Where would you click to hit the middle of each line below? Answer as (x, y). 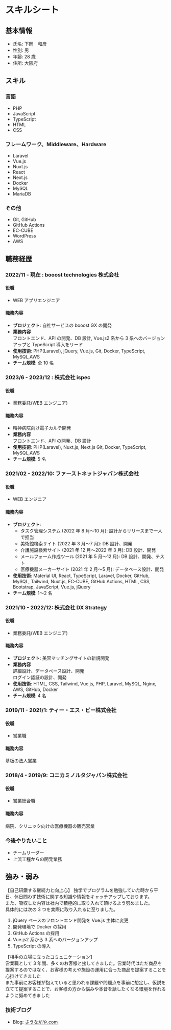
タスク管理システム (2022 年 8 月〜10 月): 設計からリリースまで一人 (91, 530)
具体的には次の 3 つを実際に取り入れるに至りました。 (62, 909)
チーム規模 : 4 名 (30, 696)
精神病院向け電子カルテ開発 (42, 428)
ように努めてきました (28, 995)
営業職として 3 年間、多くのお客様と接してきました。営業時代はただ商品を (84, 963)
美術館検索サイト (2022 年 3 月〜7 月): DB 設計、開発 (76, 543)
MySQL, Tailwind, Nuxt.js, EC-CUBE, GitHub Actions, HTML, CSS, (82, 581)
